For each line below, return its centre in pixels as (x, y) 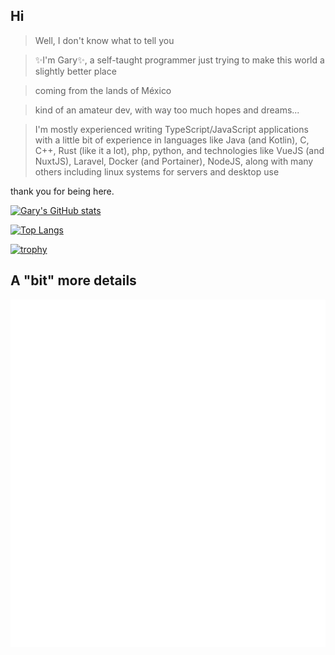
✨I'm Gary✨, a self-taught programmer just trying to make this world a (179, 60)
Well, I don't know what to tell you (104, 40)
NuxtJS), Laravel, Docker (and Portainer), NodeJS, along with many (174, 161)
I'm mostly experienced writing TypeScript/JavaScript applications (171, 129)
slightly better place (75, 71)
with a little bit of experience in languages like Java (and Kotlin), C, (172, 140)
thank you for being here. (62, 191)
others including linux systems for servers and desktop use (157, 171)
